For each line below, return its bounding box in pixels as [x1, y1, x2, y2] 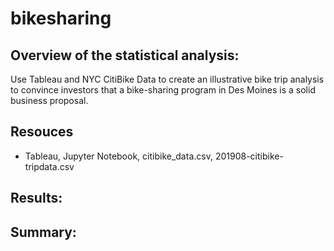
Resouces [10, 123, 74, 141]
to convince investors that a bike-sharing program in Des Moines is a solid [10, 84, 316, 96]
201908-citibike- [214, 150, 284, 162]
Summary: [10, 223, 77, 241]
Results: [10, 190, 63, 207]
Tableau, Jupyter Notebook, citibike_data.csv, [24, 150, 213, 162]
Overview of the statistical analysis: [10, 47, 240, 64]
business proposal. [10, 95, 89, 106]
